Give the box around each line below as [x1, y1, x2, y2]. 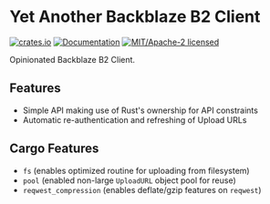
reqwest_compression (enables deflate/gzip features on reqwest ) [22, 184, 262, 195]
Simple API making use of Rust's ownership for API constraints [22, 105, 258, 116]
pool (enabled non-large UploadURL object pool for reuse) [22, 175, 237, 186]
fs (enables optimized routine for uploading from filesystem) [22, 165, 250, 176]
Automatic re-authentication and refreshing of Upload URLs [22, 114, 247, 125]
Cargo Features [9, 141, 99, 157]
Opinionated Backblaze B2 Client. [9, 54, 135, 65]
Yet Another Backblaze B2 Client [9, 6, 261, 27]
